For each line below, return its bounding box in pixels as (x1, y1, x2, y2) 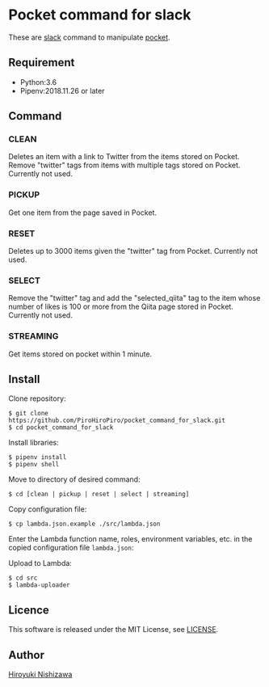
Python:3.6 (19, 77, 57, 86)
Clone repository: (8, 394, 66, 403)
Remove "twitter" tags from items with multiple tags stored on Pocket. (8, 160, 241, 171)
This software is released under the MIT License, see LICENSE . (8, 625, 219, 634)
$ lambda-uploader (8, 581, 70, 589)
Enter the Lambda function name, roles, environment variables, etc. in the (8, 534, 253, 544)
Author (8, 648, 44, 662)
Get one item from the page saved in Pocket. (8, 208, 158, 217)
